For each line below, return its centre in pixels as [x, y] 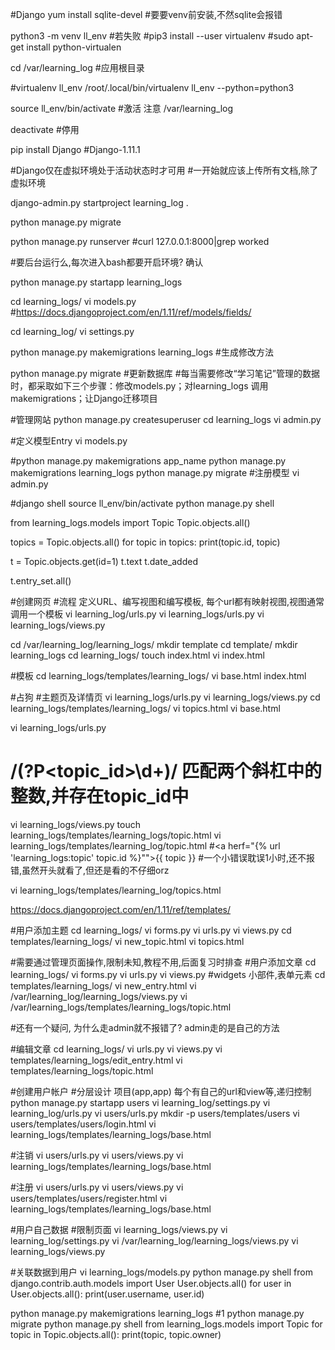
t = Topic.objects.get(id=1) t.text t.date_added [104, 561]
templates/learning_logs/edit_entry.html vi [96, 1060]
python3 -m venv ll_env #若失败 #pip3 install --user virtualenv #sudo [152, 36]
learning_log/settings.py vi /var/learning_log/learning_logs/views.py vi [154, 1240]
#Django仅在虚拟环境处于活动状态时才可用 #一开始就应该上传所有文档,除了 [164, 170]
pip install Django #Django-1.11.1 [75, 149]
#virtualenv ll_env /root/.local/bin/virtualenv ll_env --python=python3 [152, 87]
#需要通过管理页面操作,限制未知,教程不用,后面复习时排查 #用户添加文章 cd [163, 962]
